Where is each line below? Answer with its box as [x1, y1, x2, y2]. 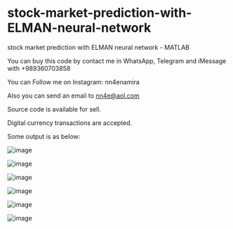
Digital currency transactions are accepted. [7, 118, 133, 127]
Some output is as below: [7, 132, 81, 140]
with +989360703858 [7, 64, 71, 72]
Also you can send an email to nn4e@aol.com [7, 91, 140, 100]
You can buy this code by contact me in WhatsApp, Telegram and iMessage [7, 56, 227, 65]
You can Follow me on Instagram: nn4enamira [7, 77, 140, 86]
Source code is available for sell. [7, 105, 102, 113]
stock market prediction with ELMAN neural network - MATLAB [7, 43, 189, 51]
